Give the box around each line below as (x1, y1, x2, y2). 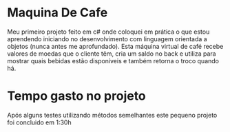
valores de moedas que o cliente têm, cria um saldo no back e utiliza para (7, 49, 216, 58)
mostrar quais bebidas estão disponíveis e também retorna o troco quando (7, 56, 219, 65)
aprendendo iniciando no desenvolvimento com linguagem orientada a (7, 34, 208, 43)
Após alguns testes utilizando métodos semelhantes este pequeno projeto (7, 111, 218, 119)
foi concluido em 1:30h (7, 118, 72, 126)
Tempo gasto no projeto (7, 88, 146, 104)
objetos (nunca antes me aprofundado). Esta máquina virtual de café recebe (7, 42, 224, 50)
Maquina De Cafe (7, 5, 108, 21)
